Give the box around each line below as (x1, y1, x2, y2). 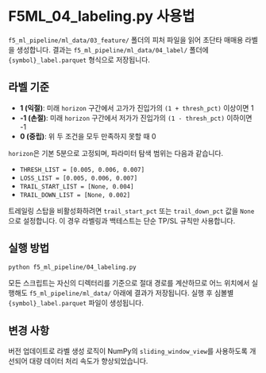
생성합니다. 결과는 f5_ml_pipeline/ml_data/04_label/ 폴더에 (16, 45, 209, 54)
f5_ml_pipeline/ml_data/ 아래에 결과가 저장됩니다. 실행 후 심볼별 (29, 288, 234, 298)
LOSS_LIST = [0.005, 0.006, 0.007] (19, 174, 138, 182)
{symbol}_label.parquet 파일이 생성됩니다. (8, 298, 145, 308)
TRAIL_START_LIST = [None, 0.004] (19, 182, 134, 191)
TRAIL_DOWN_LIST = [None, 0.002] (19, 191, 131, 199)
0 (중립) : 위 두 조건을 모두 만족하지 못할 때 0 (19, 131, 156, 141)
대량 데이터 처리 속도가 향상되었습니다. (29, 356, 148, 366)
